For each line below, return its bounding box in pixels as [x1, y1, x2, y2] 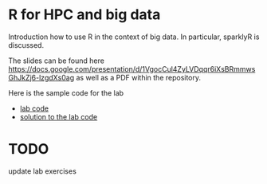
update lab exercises [8, 166, 77, 176]
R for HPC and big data [8, 6, 161, 24]
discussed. [8, 40, 45, 49]
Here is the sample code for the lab [8, 88, 124, 97]
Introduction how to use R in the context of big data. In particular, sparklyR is [8, 32, 260, 41]
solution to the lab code [19, 112, 98, 121]
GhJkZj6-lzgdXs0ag [8, 72, 75, 82]
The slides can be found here [8, 56, 105, 65]
